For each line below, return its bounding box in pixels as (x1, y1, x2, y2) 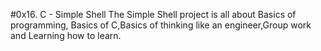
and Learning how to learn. (10, 30, 122, 41)
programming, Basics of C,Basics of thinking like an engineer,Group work (10, 19, 312, 31)
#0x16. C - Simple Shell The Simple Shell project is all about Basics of (10, 9, 297, 20)
